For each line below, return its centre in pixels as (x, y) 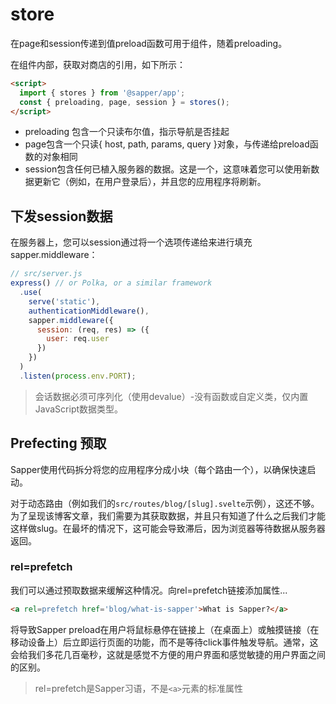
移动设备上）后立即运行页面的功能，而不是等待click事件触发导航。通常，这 (164, 642)
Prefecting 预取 (58, 443)
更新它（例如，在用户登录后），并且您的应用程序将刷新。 (150, 182)
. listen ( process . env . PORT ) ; (78, 376)
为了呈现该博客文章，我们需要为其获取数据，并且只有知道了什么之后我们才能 (168, 515)
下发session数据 (61, 216)
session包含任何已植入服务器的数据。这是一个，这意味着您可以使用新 (168, 169)
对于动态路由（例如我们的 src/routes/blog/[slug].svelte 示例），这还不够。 (165, 503)
